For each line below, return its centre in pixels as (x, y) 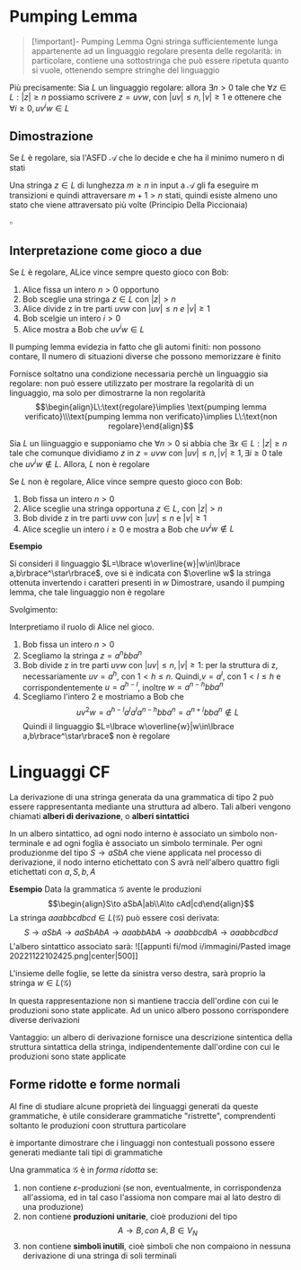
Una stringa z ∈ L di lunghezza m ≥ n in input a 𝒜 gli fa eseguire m (134, 185)
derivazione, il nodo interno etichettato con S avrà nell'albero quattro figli (145, 862)
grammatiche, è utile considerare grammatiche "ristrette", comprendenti (142, 1116)
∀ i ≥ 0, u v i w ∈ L (40, 107)
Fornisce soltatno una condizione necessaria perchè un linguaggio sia (139, 374)
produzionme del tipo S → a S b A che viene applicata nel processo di (136, 852)
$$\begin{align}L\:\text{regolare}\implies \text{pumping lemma (151, 407)
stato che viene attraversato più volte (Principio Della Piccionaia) (129, 205)
